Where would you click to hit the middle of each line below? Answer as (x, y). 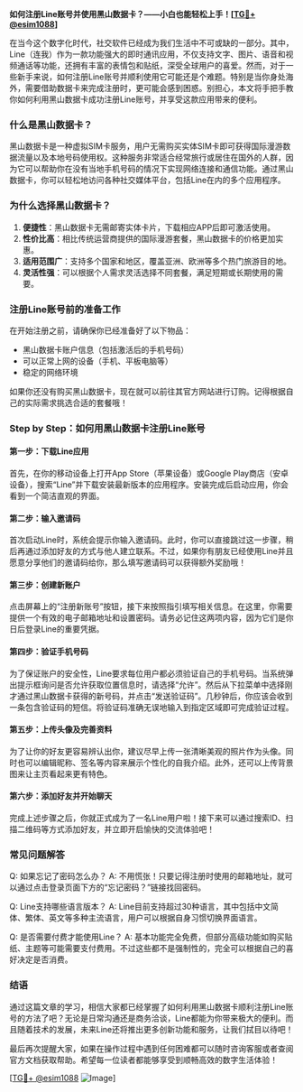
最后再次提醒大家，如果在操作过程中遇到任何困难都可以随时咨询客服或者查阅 (151, 1048)
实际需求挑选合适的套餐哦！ (76, 403)
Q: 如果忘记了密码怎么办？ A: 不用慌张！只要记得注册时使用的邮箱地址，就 (147, 876)
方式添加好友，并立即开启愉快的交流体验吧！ (131, 829)
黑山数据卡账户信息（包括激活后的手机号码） (106, 349)
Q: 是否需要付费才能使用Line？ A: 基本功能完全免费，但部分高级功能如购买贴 (151, 937)
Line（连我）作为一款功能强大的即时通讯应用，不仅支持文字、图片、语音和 (147, 54)
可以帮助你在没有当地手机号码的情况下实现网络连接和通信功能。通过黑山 (159, 169)
